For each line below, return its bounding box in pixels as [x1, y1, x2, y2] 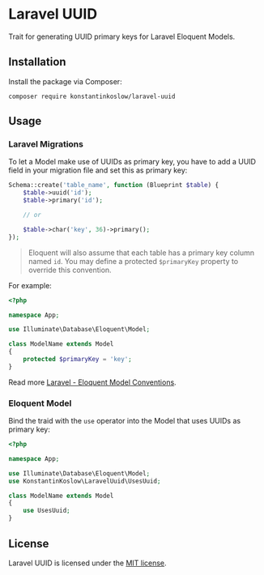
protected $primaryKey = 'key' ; [23, 356, 132, 364]
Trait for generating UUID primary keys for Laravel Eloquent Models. [8, 32, 236, 41]
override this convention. [28, 265, 112, 275]
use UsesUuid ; [23, 507, 70, 515]
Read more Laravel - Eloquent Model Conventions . [8, 377, 177, 387]
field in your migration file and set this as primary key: [8, 165, 188, 175]
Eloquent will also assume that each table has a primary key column [28, 248, 255, 258]
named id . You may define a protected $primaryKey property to [28, 256, 239, 266]
